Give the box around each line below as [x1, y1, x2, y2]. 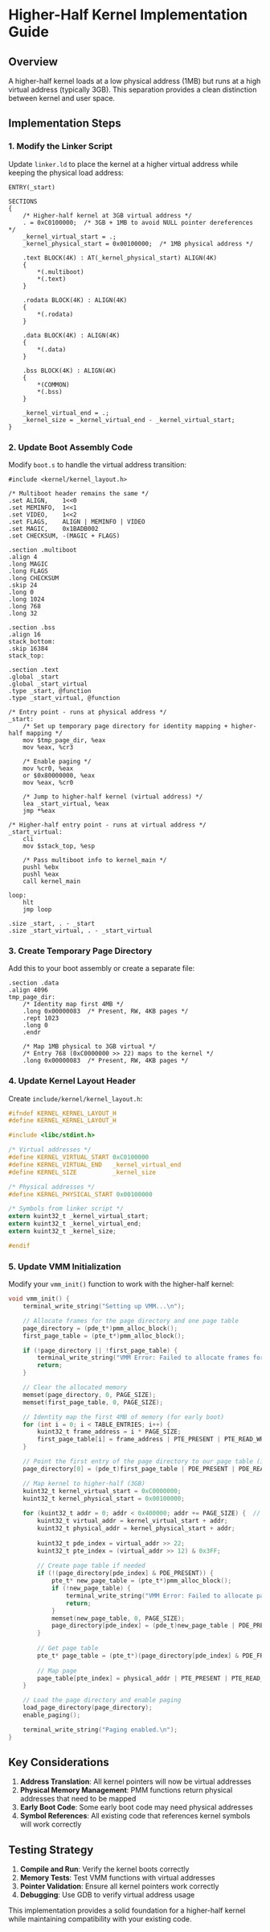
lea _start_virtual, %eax [22, 799, 110, 807]
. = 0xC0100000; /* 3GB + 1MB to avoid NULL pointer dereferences [22, 218, 253, 226]
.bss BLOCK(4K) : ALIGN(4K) [22, 367, 117, 375]
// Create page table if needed [37, 1561, 146, 1570]
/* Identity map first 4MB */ [22, 1001, 125, 1009]
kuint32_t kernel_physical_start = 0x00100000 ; [22, 1495, 185, 1503]
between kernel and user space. [8, 93, 115, 102]
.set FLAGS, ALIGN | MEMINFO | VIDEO [8, 517, 146, 525]
